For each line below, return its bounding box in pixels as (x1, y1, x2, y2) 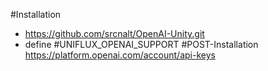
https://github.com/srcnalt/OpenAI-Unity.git (24, 28, 205, 39)
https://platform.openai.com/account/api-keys (24, 49, 216, 61)
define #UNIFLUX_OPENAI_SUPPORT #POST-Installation (24, 39, 259, 50)
